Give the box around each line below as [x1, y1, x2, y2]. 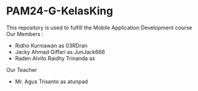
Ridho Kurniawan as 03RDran [14, 42, 88, 49]
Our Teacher [6, 66, 38, 73]
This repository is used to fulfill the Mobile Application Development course [6, 24, 193, 31]
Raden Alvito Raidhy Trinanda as [14, 54, 95, 62]
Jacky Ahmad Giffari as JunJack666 [14, 48, 106, 55]
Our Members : [6, 30, 44, 37]
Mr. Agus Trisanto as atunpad [14, 78, 88, 85]
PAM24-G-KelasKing [6, 4, 113, 18]
